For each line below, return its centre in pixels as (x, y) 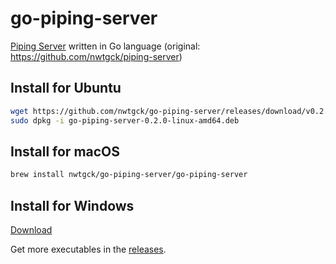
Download (31, 230)
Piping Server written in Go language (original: (105, 46)
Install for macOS (65, 151)
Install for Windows (72, 205)
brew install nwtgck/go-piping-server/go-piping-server (129, 175)
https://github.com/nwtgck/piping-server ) (96, 56)
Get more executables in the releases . (88, 249)
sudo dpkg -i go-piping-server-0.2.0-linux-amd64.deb (125, 120)
